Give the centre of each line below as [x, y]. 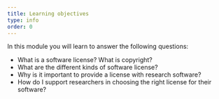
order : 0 [20, 26]
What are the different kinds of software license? [88, 68]
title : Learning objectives [48, 14]
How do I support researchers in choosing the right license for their [114, 82]
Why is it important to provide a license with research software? [109, 75]
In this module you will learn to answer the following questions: [98, 47]
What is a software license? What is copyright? [85, 60]
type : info [23, 20]
